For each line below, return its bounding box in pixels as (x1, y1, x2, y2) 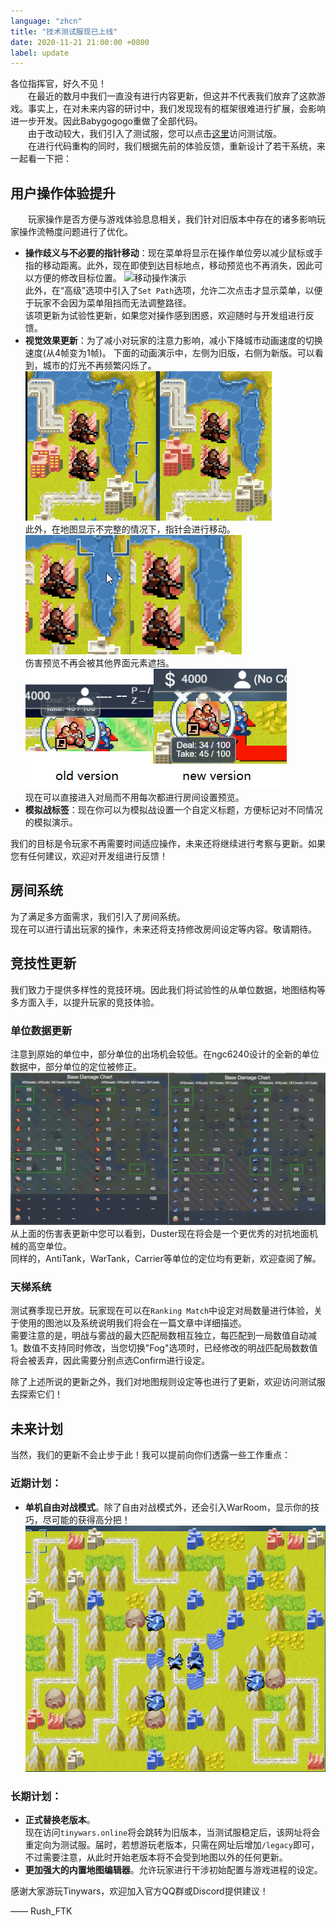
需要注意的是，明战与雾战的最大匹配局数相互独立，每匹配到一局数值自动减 (10, 1330, 317, 1342)
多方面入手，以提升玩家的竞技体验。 (10, 996, 160, 1008)
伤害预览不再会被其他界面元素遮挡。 (24, 657, 175, 669)
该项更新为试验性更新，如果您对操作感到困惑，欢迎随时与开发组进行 (24, 310, 306, 322)
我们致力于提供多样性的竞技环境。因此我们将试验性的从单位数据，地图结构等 (10, 983, 326, 995)
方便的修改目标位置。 (33, 272, 122, 284)
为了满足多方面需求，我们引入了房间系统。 (10, 910, 186, 922)
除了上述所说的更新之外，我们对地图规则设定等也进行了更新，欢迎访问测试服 (10, 1376, 326, 1388)
